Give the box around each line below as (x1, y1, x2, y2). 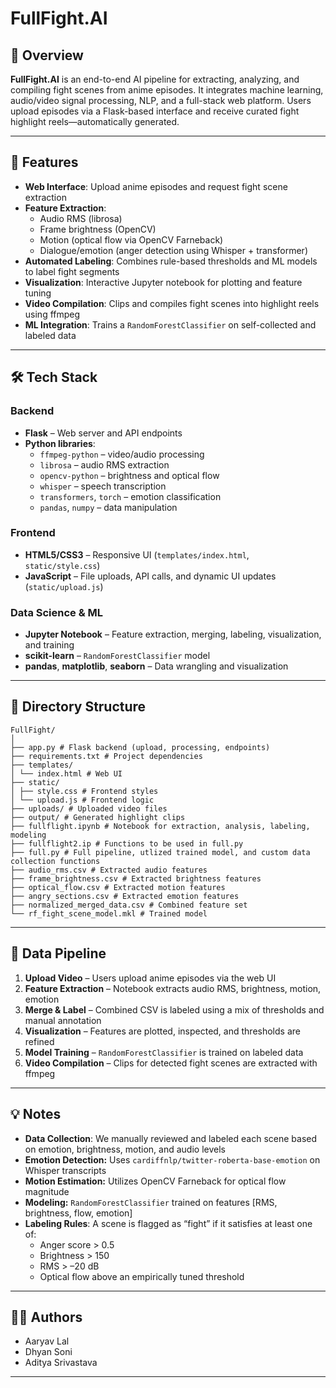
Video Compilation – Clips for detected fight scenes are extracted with (24, 1057, 318, 1069)
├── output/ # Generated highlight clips (10, 812, 186, 822)
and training (24, 639, 75, 651)
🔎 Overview (10, 47, 84, 64)
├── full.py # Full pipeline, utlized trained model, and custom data (10, 847, 311, 857)
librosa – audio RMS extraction (39, 458, 170, 471)
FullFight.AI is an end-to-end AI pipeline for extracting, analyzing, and (10, 73, 300, 85)
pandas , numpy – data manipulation (39, 501, 178, 513)
